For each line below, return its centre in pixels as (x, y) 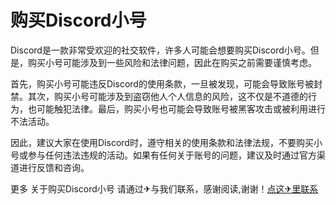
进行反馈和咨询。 (54, 167)
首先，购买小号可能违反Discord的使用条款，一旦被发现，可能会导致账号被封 (166, 83)
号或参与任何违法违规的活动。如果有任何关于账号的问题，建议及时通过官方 (163, 155)
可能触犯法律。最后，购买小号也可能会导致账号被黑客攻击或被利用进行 (181, 108)
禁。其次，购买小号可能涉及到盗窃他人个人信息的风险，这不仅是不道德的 (159, 96)
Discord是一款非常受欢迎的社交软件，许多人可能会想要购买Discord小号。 (160, 50)
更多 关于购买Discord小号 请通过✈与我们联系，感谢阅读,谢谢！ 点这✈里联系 (164, 188)
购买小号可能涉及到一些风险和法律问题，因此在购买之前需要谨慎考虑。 (172, 62)
